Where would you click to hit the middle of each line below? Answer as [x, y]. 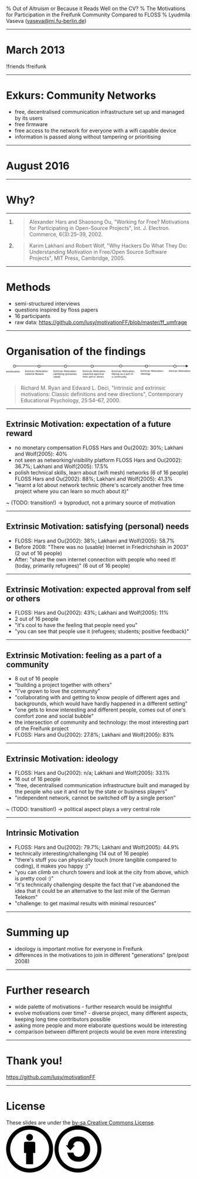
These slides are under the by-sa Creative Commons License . [81, 1122]
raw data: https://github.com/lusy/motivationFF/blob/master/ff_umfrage [101, 322]
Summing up [38, 933]
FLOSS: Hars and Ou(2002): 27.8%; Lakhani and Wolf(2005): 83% [94, 735]
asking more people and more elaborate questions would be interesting [101, 1025]
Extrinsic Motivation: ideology [62, 759]
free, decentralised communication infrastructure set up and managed [99, 111]
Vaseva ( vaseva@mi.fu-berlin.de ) [46, 21]
